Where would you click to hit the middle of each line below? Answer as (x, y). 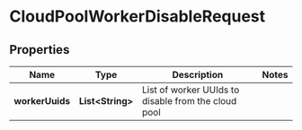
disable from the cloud (190, 101)
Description (198, 75)
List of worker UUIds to (191, 90)
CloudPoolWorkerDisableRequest (138, 17)
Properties (40, 50)
